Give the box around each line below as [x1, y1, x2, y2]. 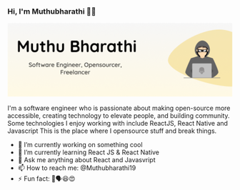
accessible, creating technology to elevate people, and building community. [7, 111, 230, 120]
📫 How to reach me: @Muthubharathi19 [17, 164, 136, 172]
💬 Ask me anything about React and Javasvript [17, 155, 156, 164]
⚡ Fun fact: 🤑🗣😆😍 [17, 174, 76, 183]
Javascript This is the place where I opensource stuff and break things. [7, 126, 217, 135]
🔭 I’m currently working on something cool [17, 140, 143, 149]
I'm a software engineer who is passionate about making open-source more [7, 104, 231, 112]
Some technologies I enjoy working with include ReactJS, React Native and [7, 119, 229, 127]
